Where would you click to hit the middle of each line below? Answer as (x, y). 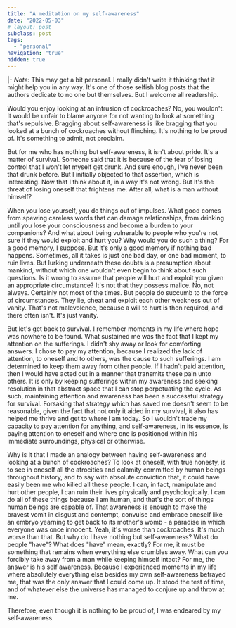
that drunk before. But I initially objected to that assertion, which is (103, 174)
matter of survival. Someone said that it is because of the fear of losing (110, 159)
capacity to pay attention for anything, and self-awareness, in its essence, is (118, 426)
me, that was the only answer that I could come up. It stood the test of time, (117, 582)
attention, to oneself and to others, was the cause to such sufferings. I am (114, 358)
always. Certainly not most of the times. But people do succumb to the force (118, 292)
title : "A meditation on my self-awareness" (73, 14)
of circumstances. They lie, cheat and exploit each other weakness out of (113, 300)
